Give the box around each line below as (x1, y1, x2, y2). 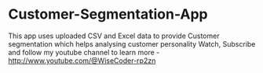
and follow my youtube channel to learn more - (8, 47, 160, 57)
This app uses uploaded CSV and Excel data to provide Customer (8, 31, 220, 40)
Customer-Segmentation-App (8, 5, 208, 23)
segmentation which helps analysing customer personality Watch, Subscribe (8, 39, 256, 48)
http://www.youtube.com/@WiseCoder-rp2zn (8, 56, 156, 65)
